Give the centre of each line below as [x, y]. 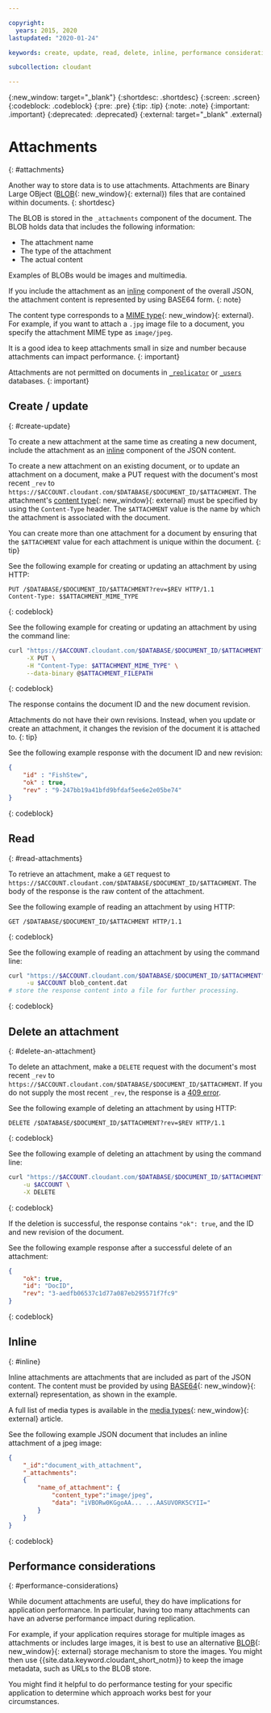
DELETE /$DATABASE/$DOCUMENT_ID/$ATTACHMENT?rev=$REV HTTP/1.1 [117, 1123]
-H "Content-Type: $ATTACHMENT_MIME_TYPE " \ [102, 666]
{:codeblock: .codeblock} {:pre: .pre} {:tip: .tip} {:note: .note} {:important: [129, 106]
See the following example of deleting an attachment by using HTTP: [123, 1108]
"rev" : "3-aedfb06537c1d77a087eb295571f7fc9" [101, 1294]
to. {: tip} [23, 737]
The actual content [51, 260]
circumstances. [34, 1702]
